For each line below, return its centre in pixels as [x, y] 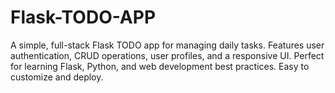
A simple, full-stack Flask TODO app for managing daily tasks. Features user [167, 45]
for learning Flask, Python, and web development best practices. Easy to [160, 66]
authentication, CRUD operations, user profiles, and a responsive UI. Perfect [167, 55]
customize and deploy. [57, 77]
